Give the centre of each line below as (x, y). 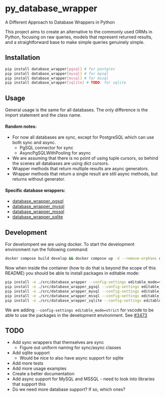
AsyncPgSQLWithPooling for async (55, 153)
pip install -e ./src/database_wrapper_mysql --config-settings (72, 291)
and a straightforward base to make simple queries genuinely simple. (75, 42)
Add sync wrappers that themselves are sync (58, 342)
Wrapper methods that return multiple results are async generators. (80, 169)
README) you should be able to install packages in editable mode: (72, 273)
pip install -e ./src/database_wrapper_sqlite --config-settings (73, 301)
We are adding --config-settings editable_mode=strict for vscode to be (79, 310)
